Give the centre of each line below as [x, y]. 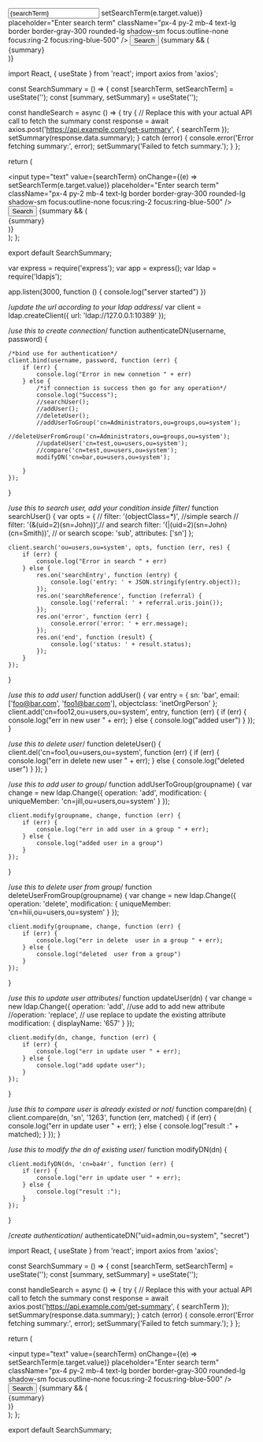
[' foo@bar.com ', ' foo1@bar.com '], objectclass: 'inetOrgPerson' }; [113, 703]
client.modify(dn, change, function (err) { [82, 1038]
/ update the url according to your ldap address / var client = [105, 307]
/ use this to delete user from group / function [80, 887]
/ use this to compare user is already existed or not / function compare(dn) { [130, 1109]
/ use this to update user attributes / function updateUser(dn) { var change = [131, 998]
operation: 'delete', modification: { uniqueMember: [90, 904]
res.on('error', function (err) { [93, 617]
